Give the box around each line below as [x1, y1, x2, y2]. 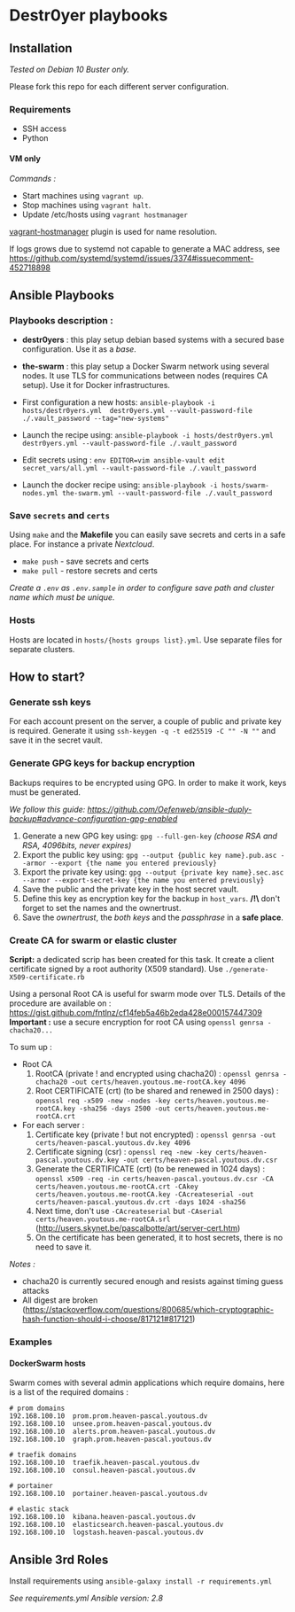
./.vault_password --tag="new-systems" [21, 414, 170, 424]
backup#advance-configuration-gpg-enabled [9, 813, 178, 824]
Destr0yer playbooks [9, 5, 168, 26]
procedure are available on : [9, 998, 112, 1008]
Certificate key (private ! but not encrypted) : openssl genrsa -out [35, 1129, 276, 1140]
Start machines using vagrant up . [21, 190, 144, 200]
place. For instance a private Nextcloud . [9, 539, 155, 549]
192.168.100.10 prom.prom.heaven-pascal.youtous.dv [9, 1412, 208, 1421]
